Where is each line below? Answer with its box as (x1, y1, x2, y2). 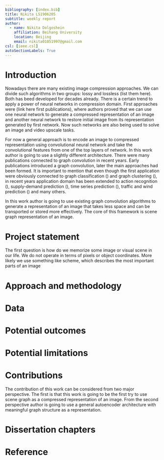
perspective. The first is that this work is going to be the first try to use (5, 391, 147, 397)
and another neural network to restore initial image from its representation (5, 117, 154, 123)
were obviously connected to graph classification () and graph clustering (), (5, 173, 158, 179)
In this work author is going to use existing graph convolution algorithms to (5, 198, 156, 204)
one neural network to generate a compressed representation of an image (5, 111, 154, 118)
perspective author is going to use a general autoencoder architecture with (5, 402, 156, 408)
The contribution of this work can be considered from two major (5, 386, 135, 392)
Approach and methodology (5, 280, 122, 291)
